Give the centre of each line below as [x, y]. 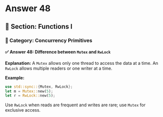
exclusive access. [23, 110]
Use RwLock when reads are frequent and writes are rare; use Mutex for [75, 105]
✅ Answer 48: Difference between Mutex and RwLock [58, 52]
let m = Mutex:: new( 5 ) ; [29, 91]
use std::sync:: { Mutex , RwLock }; [39, 87]
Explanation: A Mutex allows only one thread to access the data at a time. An [82, 63]
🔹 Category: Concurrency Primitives [49, 40]
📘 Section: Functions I [39, 27]
